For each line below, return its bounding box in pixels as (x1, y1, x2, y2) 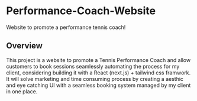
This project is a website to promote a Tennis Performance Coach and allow (6, 56, 191, 63)
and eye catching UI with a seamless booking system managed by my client (6, 82, 191, 89)
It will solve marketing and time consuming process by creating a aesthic (6, 75, 184, 82)
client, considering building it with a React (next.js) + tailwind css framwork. (6, 69, 191, 76)
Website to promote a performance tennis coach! (6, 24, 126, 31)
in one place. (6, 87, 38, 95)
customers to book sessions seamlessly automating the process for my (6, 63, 180, 70)
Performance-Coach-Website (6, 4, 156, 18)
